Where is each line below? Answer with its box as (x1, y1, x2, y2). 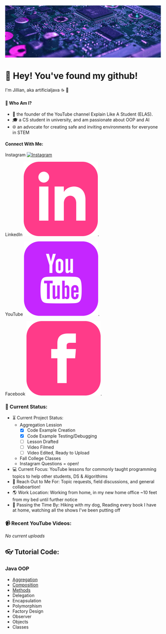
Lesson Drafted (27, 439, 58, 444)
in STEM (12, 129, 30, 135)
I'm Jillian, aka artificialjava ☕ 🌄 (5, 87, 69, 93)
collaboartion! (12, 484, 41, 490)
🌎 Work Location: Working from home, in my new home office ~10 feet (12, 489, 157, 495)
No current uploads (5, 533, 45, 539)
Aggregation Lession (19, 422, 62, 428)
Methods (12, 587, 31, 593)
